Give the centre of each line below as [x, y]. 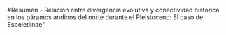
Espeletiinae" [26, 24]
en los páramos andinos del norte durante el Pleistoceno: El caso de [105, 17]
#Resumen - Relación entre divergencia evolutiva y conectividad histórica [113, 10]
